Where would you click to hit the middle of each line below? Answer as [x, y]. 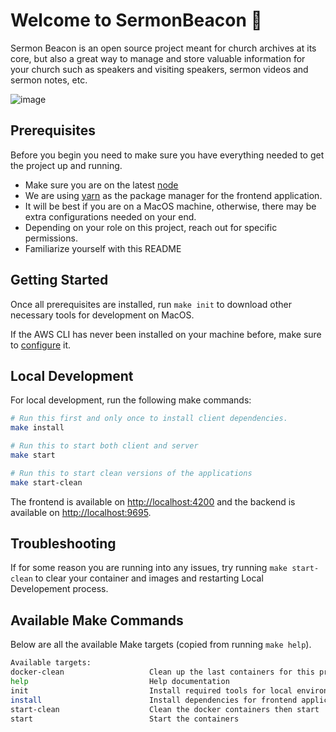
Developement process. [59, 589]
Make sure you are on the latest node [101, 185]
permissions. [51, 238]
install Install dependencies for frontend [154, 700]
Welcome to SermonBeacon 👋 [136, 20]
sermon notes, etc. [49, 80]
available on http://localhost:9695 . [81, 512]
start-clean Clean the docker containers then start [165, 709]
